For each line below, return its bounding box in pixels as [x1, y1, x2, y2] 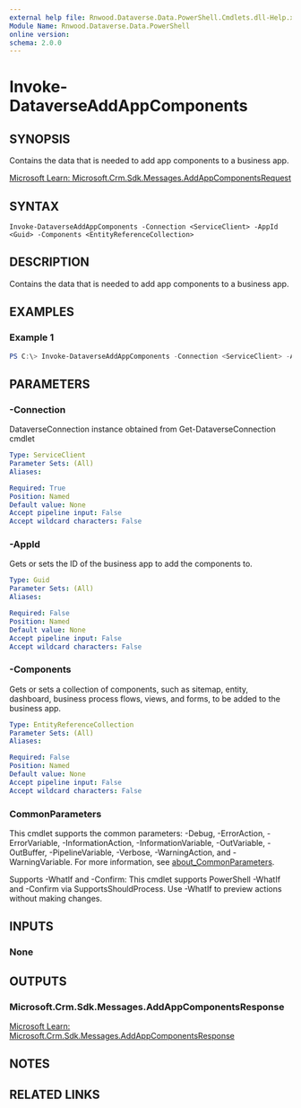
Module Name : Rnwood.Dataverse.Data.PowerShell [9, 22, 191, 31]
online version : [9, 30, 70, 39]
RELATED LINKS [9, 1086, 100, 1102]
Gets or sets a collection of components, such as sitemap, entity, [9, 684, 249, 694]
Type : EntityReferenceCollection [9, 720, 134, 729]
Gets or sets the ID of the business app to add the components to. [9, 558, 253, 570]
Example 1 [9, 331, 55, 344]
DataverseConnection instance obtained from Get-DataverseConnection [9, 423, 276, 435]
